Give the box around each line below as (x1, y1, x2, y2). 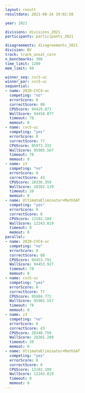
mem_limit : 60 (5, 66, 34, 71)
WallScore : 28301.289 (9, 335, 54, 340)
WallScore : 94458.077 (9, 111, 54, 116)
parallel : (5, 234, 26, 240)
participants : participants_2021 (5, 34, 74, 39)
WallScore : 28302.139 (9, 184, 54, 189)
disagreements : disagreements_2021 (5, 43, 78, 48)
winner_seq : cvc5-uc (5, 75, 48, 80)
